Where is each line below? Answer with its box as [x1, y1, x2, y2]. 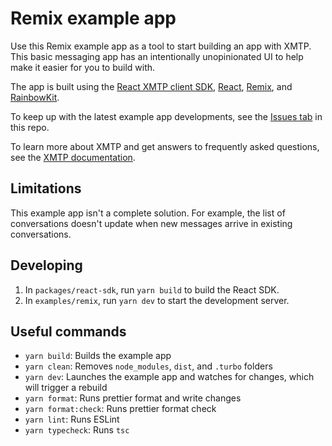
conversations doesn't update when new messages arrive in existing [10, 217, 293, 229]
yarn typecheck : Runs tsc [24, 424, 130, 436]
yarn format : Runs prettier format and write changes [24, 392, 242, 404]
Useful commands [10, 323, 127, 340]
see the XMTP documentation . [10, 151, 136, 163]
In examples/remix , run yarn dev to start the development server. [24, 294, 290, 306]
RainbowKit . [10, 91, 60, 103]
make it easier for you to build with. [10, 61, 156, 73]
